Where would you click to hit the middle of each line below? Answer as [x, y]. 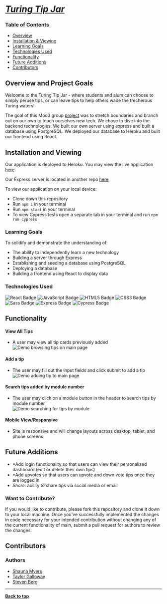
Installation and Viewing [43, 152]
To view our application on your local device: [51, 189]
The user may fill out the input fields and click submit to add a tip [79, 370]
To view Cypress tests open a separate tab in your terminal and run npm [85, 215]
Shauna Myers [27, 571]
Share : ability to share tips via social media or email [65, 485]
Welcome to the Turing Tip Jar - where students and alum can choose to [80, 95]
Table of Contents [27, 25]
